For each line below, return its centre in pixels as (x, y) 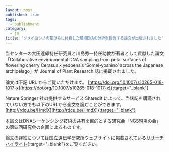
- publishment (24, 24)
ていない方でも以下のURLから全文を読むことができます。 (65, 104)
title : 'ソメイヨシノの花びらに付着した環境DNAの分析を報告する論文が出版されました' (84, 39)
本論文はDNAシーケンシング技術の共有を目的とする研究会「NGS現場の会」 (83, 121)
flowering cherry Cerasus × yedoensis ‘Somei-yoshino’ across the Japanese (84, 65)
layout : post (19, 10)
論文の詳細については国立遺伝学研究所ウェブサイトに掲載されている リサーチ (84, 138)
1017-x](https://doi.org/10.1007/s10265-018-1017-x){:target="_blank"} (77, 88)
